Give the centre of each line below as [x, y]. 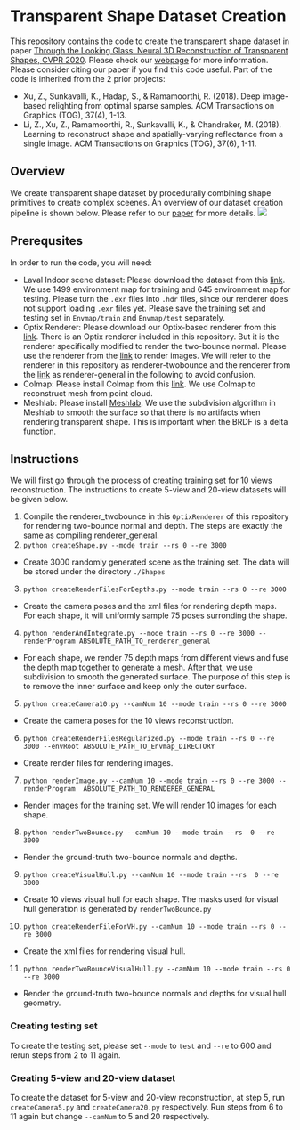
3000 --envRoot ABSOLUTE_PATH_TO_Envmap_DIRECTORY [119, 747]
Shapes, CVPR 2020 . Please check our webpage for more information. [139, 60]
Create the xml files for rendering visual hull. [104, 951]
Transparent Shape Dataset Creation [148, 16]
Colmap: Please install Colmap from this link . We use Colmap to [139, 384]
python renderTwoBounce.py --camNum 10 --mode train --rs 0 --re [149, 833]
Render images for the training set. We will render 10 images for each [150, 805]
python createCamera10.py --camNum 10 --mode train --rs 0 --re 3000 [155, 704]
